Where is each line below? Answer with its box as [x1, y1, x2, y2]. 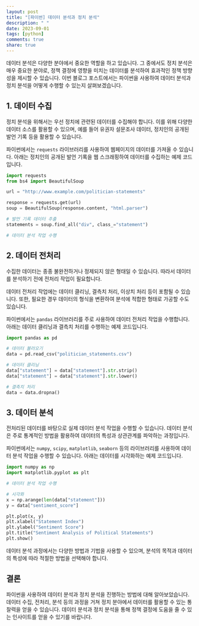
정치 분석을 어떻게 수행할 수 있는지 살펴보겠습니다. [6, 81, 123, 89]
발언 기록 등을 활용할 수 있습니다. [6, 133, 83, 140]
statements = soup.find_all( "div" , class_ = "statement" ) [6, 221, 148, 227]
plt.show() [6, 536, 33, 542]
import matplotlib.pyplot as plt [6, 470, 90, 476]
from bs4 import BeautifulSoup [6, 178, 84, 184]
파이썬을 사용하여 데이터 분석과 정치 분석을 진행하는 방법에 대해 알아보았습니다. [6, 591, 190, 598]
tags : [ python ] [6, 31, 44, 37]
